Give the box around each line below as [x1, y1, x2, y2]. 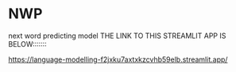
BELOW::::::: [8, 39, 48, 48]
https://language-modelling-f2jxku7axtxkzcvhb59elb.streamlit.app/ [8, 55, 228, 64]
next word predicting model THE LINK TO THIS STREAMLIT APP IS [8, 31, 226, 40]
